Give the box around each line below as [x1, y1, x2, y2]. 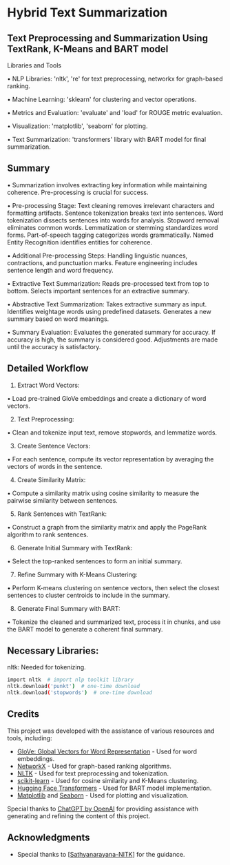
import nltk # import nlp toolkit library [7, 676, 134, 683]
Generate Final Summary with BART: [17, 604, 121, 612]
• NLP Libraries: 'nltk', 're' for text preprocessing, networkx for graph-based [7, 74, 223, 83]
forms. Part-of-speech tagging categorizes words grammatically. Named [7, 231, 213, 239]
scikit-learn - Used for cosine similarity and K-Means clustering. [17, 776, 199, 784]
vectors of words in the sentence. [7, 462, 103, 470]
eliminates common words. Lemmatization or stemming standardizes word [7, 223, 218, 231]
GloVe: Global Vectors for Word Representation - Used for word [17, 747, 198, 755]
